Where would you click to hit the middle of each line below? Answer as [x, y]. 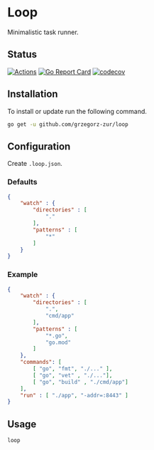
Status [22, 54]
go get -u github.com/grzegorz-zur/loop [68, 124]
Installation [33, 94]
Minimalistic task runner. [43, 32]
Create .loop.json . [35, 164]
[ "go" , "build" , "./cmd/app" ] [81, 382]
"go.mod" [58, 342]
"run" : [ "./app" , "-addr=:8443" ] [75, 395]
